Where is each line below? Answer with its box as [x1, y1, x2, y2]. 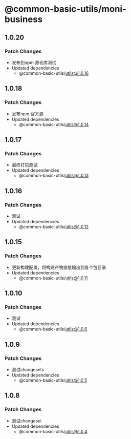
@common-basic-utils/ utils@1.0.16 [19, 70, 89, 76]
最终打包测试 [11, 162, 38, 168]
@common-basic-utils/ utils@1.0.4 [19, 428, 87, 434]
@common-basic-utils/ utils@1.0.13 [19, 172, 89, 179]
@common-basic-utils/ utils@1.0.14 [19, 121, 89, 127]
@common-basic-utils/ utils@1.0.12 [19, 224, 89, 230]
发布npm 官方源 [11, 111, 44, 117]
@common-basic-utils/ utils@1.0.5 [19, 377, 87, 383]
